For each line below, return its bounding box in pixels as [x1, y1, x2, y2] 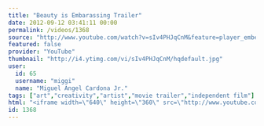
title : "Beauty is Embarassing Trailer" [8, 11, 143, 20]
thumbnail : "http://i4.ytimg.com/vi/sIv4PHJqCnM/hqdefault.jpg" [8, 56, 223, 63]
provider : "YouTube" [8, 48, 76, 56]
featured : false [8, 41, 61, 49]
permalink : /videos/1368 [8, 26, 90, 34]
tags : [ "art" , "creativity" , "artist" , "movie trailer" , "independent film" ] [8, 92, 255, 99]
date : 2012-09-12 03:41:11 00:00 [8, 19, 118, 27]
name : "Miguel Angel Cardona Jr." [15, 84, 128, 92]
